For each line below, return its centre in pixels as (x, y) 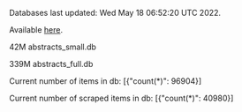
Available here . (36, 30)
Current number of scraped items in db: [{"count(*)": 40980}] (121, 98)
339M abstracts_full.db (51, 64)
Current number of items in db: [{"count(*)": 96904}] (106, 81)
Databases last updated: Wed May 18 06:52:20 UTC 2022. (115, 13)
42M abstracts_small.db (53, 47)
